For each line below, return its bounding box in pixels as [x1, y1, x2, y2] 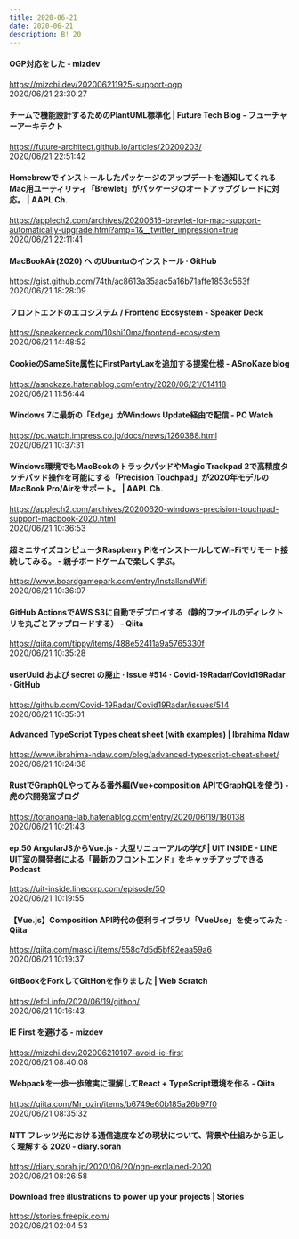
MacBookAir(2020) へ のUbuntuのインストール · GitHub [9, 255, 217, 266]
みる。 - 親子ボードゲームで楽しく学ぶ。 [32, 555, 181, 566]
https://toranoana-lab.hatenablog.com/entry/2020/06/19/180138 [9, 812, 245, 822]
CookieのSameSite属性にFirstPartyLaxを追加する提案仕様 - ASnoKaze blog [9, 358, 290, 368]
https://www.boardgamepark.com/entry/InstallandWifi [9, 576, 207, 587]
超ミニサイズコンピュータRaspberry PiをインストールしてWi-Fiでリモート [9, 544, 281, 555]
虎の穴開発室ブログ [9, 791, 80, 802]
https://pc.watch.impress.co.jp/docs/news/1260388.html [9, 430, 218, 441]
